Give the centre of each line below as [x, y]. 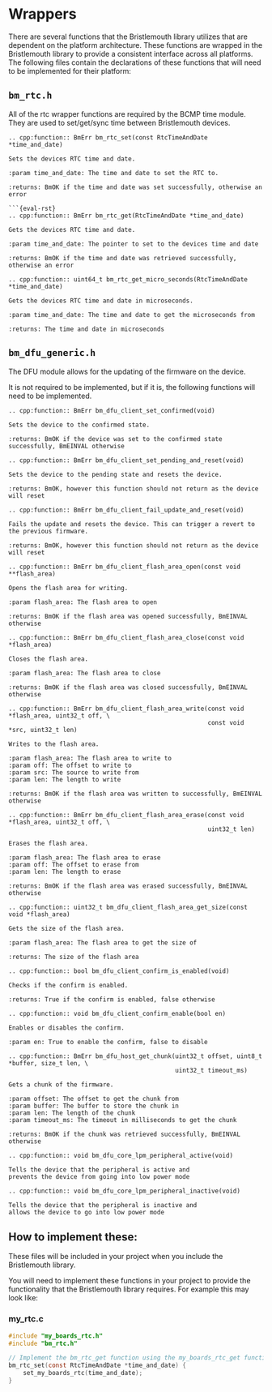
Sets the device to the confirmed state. [79, 425]
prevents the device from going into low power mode [99, 1176]
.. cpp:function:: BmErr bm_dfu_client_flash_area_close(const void [126, 637]
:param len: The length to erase [65, 872]
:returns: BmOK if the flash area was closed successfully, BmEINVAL [128, 687]
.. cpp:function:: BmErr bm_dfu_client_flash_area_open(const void [125, 567]
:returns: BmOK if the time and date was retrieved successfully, [123, 258]
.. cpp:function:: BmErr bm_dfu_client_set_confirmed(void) [112, 410]
